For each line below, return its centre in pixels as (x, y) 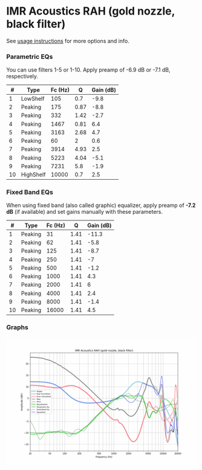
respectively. (22, 77)
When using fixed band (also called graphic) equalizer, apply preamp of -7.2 (101, 205)
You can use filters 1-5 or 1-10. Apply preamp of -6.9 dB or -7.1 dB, (88, 70)
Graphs (17, 327)
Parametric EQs (30, 56)
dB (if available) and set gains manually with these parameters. (85, 212)
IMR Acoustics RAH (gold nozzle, (91, 11)
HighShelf (33, 175)
